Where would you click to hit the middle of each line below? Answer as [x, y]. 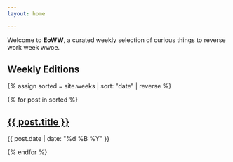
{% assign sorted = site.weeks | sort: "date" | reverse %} [89, 86]
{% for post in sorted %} [43, 100]
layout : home [26, 14]
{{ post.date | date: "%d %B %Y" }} [59, 139]
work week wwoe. [34, 47]
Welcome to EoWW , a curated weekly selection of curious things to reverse [116, 40]
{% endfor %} [27, 152]
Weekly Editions [44, 70]
